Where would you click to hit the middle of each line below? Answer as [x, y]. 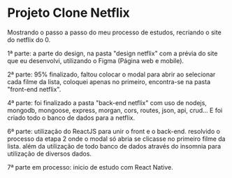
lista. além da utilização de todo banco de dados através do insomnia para [114, 146]
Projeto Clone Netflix [69, 13]
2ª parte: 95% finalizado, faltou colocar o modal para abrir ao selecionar [111, 74]
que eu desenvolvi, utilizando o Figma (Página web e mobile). [95, 60]
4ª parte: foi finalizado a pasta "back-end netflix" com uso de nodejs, [107, 102]
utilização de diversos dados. [50, 153]
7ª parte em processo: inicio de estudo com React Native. [90, 167]
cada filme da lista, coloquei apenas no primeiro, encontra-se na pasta [109, 81]
